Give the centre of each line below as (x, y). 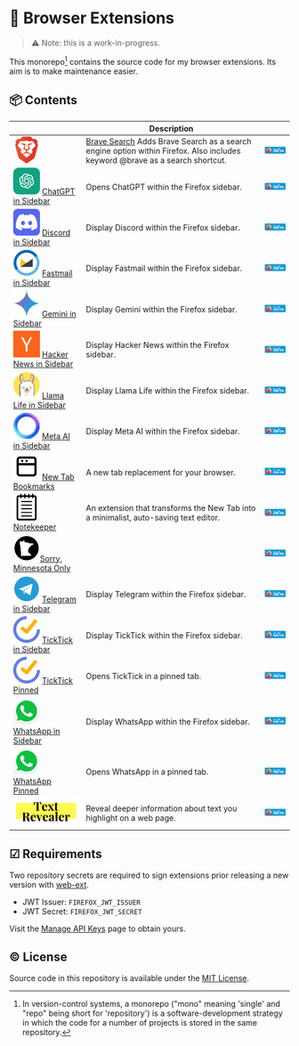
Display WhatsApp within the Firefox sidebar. (168, 721)
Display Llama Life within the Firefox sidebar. (168, 391)
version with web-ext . (49, 885)
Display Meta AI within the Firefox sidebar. (163, 432)
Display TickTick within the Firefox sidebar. (164, 635)
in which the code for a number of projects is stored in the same (140, 1022)
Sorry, (51, 558)
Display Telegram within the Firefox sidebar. (166, 595)
